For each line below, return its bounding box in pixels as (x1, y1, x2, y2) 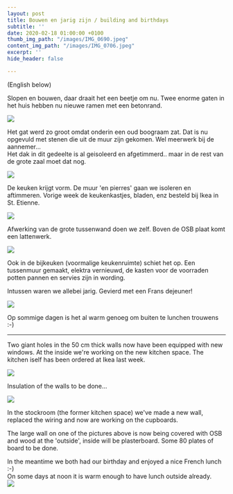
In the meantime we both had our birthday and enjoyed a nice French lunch (7, 457, 222, 466)
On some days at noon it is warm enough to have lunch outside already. (7, 472, 212, 480)
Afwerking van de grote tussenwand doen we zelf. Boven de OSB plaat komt (7, 225, 225, 233)
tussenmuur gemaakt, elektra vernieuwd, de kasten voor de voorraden (7, 266, 209, 274)
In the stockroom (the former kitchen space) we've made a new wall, (7, 408, 203, 416)
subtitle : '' (7, 23, 45, 30)
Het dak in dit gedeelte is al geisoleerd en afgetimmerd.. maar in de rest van (7, 150, 224, 158)
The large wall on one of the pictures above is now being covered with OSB (7, 429, 223, 437)
